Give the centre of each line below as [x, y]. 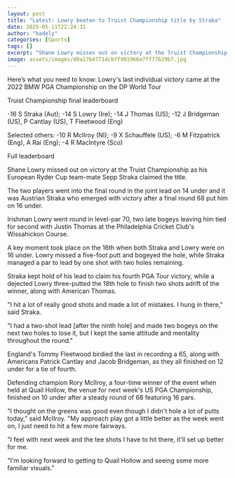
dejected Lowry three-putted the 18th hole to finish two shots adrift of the [113, 283]
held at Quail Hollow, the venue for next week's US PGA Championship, [110, 390]
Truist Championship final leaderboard [63, 100]
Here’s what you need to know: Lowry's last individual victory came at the [114, 79]
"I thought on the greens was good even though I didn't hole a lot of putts [113, 411]
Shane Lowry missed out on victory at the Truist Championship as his [108, 170]
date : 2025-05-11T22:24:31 [47, 27]
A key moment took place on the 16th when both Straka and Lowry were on [116, 247]
